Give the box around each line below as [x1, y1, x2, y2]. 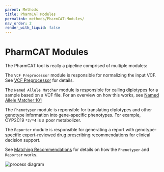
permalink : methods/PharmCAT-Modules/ [5, 16, 84, 21]
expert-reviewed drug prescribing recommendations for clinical [22, 132, 151, 138]
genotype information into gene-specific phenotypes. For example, [5, 112, 141, 118]
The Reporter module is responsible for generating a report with [5, 127, 135, 133]
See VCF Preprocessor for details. [5, 77, 74, 83]
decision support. [5, 137, 41, 143]
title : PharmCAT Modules [5, 12, 56, 17]
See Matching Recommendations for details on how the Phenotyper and [5, 147, 149, 152]
